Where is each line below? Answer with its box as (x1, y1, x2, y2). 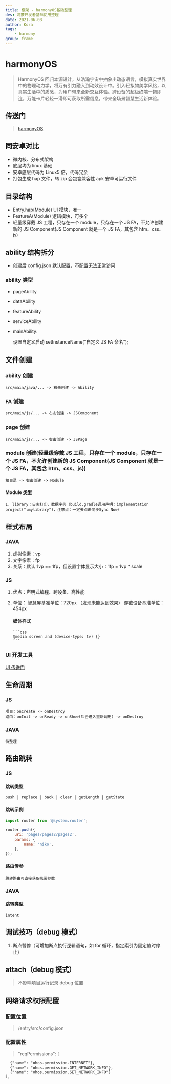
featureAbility (12, 309, 41, 315)
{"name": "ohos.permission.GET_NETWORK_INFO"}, (10, 1065, 114, 1071)
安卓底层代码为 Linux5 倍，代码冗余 (12, 169, 88, 175)
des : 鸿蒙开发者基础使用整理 (5, 12, 59, 17)
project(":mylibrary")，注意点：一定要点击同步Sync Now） (5, 507, 122, 512)
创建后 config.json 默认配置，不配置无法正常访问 (12, 262, 115, 269)
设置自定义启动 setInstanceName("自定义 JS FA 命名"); (12, 339, 129, 345)
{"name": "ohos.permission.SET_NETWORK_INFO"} (10, 1070, 111, 1075)
